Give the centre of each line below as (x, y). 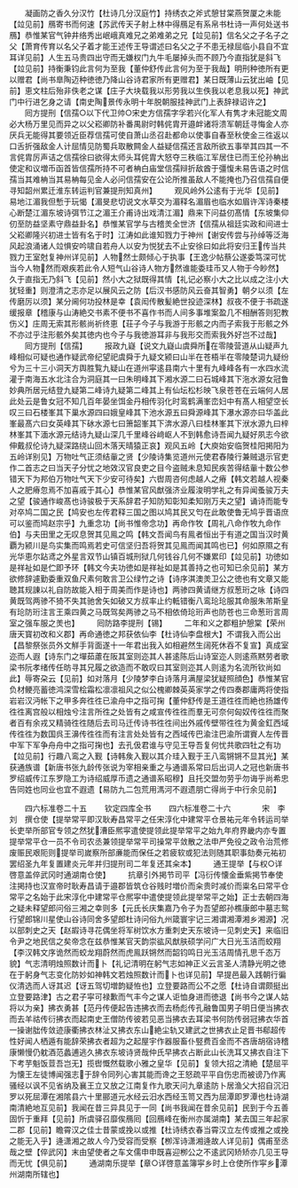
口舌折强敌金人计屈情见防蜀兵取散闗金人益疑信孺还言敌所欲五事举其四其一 (145, 146)
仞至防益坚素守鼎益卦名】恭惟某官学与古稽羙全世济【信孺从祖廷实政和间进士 (149, 224)
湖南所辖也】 (40, 1174)
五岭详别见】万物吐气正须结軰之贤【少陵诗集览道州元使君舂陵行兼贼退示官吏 (149, 456)
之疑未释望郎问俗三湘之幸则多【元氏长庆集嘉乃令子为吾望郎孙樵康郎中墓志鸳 (149, 908)
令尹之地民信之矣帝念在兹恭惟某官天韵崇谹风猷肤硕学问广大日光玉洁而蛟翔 (145, 941)
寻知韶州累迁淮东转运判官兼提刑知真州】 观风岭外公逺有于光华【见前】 (146, 190)
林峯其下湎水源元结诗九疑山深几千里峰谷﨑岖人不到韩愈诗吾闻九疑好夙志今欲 (149, 434)
